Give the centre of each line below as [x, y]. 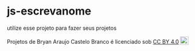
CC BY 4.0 [166, 41]
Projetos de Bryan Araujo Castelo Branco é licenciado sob [79, 41]
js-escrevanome [49, 11]
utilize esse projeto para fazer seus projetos [62, 28]
